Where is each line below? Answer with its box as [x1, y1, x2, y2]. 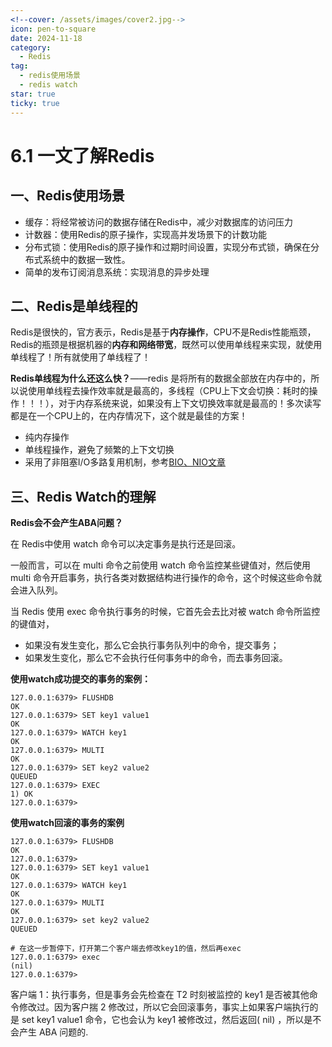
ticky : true [10, 98, 60, 108]
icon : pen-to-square [10, 24, 97, 34]
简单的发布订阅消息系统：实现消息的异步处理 [24, 266, 210, 278]
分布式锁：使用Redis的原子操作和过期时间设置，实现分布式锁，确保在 [24, 241, 312, 253]
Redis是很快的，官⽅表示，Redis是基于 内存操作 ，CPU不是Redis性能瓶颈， [10, 326, 317, 338]
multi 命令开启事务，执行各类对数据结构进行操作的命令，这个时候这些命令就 [10, 572, 323, 584]
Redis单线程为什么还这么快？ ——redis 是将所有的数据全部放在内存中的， [10, 372, 312, 385]
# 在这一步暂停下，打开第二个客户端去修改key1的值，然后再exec [10, 944, 242, 954]
